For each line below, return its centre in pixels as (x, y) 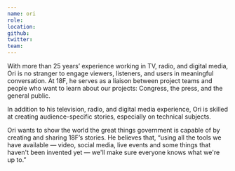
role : (15, 20)
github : (19, 33)
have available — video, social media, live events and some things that (109, 145)
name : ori (22, 14)
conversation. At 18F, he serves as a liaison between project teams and (110, 81)
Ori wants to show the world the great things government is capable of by (114, 130)
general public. (29, 96)
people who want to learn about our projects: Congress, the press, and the (115, 88)
